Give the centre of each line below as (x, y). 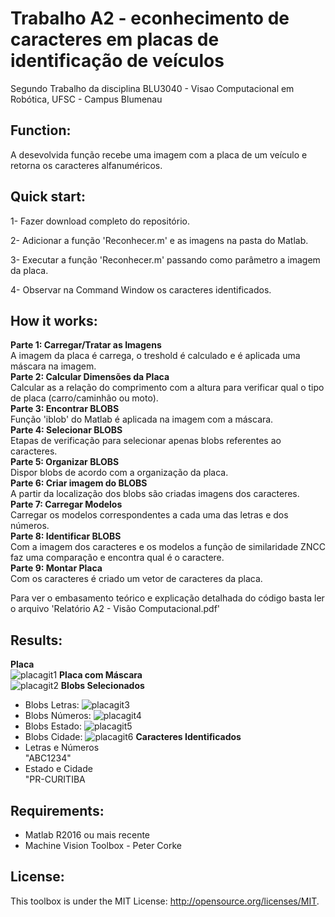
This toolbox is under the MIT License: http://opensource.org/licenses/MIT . (165, 901)
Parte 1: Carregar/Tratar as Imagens (86, 345)
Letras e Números (62, 748)
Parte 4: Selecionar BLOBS (66, 430)
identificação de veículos (117, 61)
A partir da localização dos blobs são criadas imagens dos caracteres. (155, 494)
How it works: (54, 320)
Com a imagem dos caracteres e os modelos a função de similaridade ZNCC (168, 547)
